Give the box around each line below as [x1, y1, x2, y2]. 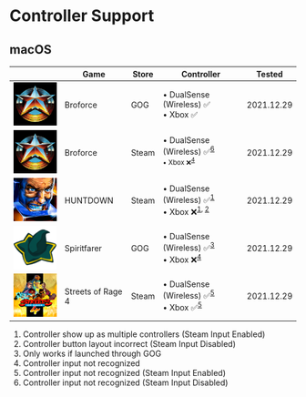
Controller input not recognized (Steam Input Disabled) [22, 377, 229, 388]
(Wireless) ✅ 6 [162, 145, 216, 157]
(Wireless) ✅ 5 [162, 289, 216, 301]
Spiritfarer [64, 243, 103, 253]
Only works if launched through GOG [22, 348, 162, 359]
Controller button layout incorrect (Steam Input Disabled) [22, 338, 237, 349]
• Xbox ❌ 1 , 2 [162, 204, 209, 217]
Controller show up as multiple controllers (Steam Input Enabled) [22, 329, 266, 340]
